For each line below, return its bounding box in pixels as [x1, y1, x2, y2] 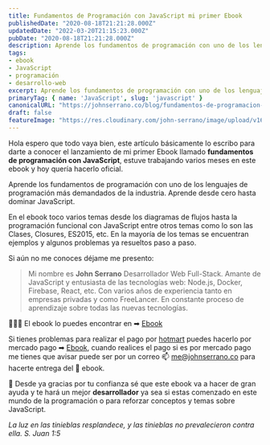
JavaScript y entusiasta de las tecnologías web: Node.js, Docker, [27, 277, 243, 287]
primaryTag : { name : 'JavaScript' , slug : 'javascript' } [8, 94, 203, 102]
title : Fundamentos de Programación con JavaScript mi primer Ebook [8, 11, 243, 20]
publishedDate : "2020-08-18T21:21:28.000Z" [8, 19, 157, 27]
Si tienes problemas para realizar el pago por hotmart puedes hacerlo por [8, 334, 252, 344]
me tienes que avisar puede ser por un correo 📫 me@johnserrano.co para [8, 351, 256, 361]
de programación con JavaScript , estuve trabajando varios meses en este [8, 155, 256, 165]
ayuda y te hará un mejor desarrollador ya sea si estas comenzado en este [8, 387, 257, 397]
